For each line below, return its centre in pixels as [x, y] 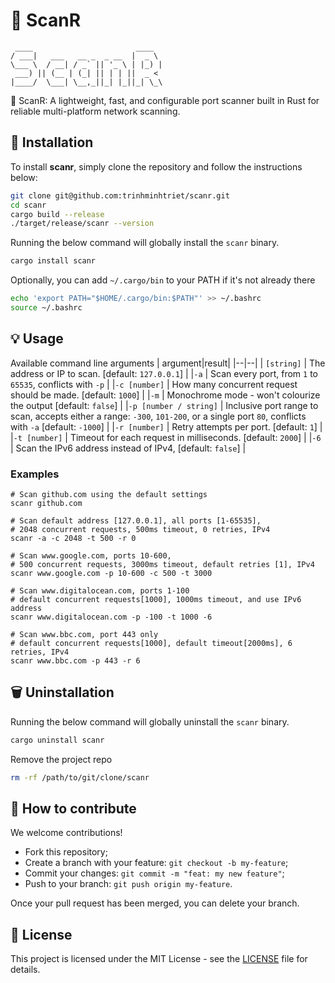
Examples [35, 474]
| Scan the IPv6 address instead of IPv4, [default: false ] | [128, 448]
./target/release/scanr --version [82, 224]
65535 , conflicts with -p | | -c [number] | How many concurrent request [154, 384]
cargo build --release [57, 214]
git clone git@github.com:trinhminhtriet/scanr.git [120, 195]
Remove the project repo [61, 759]
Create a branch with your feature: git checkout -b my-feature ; [156, 863]
